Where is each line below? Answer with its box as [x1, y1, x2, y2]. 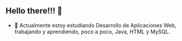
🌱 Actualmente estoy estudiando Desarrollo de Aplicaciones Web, [14, 21, 177, 29]
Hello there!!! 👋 [5, 6, 63, 16]
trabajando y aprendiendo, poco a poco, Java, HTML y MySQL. [14, 28, 171, 35]
